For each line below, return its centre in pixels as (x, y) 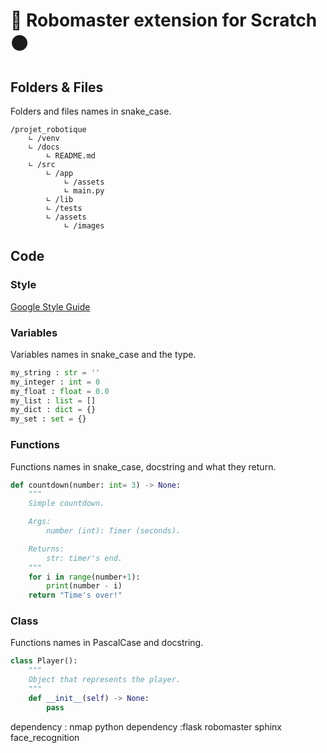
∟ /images (84, 226)
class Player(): (44, 661)
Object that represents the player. (105, 680)
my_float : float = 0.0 (60, 391)
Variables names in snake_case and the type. (103, 354)
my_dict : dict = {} (53, 410)
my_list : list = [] (53, 400)
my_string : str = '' (55, 372)
